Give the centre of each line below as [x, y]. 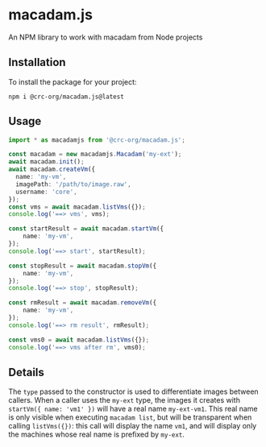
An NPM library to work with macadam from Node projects [106, 37]
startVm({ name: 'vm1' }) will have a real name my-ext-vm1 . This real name [133, 409]
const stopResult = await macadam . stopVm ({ [83, 266]
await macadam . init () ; [46, 162]
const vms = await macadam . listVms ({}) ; [77, 207]
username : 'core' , [47, 192]
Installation [37, 62]
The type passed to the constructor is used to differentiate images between [134, 391]
